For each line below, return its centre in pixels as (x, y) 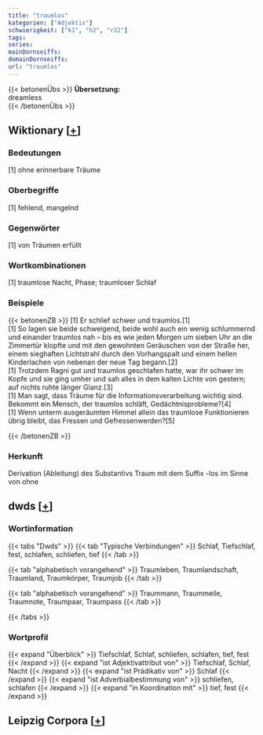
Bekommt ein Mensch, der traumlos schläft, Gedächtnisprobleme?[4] (120, 404)
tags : (17, 37)
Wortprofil (28, 637)
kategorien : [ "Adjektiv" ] (50, 23)
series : (21, 45)
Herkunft (26, 456)
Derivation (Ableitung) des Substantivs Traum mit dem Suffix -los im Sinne (128, 473)
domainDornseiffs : (38, 60)
